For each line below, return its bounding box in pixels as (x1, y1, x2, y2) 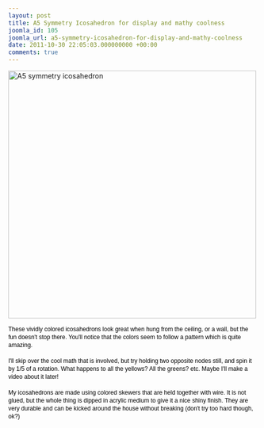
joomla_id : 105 (8, 26, 59, 34)
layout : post (8, 11, 52, 20)
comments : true (8, 48, 59, 56)
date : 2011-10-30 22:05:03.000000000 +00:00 (8, 41, 158, 49)
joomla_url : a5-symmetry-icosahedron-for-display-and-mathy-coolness (8, 33, 243, 42)
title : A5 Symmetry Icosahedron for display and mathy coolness (8, 19, 225, 27)
